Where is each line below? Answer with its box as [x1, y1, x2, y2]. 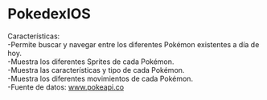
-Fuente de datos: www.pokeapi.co [7, 82, 125, 92]
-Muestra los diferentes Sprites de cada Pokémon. [7, 57, 175, 66]
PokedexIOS [7, 5, 92, 23]
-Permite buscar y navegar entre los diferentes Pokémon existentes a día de [7, 39, 260, 49]
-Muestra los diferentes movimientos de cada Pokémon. [7, 74, 194, 83]
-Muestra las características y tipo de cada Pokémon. [7, 65, 185, 74]
